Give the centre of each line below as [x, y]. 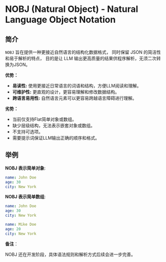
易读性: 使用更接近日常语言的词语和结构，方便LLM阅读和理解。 [77, 86]
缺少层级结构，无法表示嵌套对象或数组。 [54, 126]
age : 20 [13, 229]
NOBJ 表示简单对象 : [26, 168]
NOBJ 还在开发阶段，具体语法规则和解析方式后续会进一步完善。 [70, 254]
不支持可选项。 [28, 132]
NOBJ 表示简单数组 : [26, 197]
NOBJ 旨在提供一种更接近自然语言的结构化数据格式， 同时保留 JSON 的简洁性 [83, 52]
